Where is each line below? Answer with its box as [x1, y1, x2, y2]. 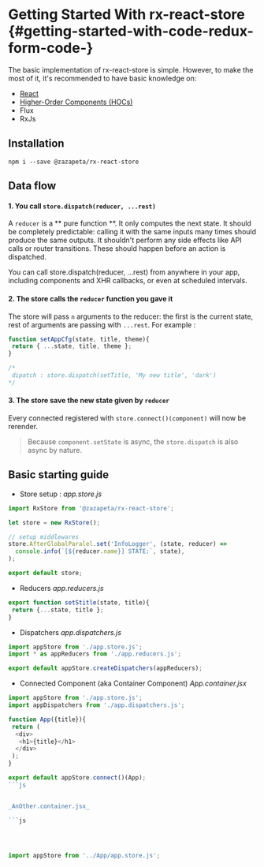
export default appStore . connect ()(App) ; [8, 774, 147, 782]
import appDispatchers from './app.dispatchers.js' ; [8, 701, 185, 709]
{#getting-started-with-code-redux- [8, 22, 254, 40]
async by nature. [27, 446, 83, 454]
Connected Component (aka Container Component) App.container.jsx [19, 678, 247, 688]
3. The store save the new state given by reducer [8, 396, 169, 405]
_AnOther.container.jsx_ [8, 802, 90, 810]
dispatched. [8, 252, 47, 262]
